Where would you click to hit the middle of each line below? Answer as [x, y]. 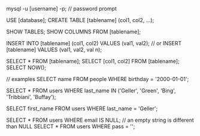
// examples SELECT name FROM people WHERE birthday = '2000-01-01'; [98, 79]
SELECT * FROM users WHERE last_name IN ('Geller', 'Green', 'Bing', [91, 91]
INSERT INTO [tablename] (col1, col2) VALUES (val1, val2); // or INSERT [94, 43]
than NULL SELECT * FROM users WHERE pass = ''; [71, 126]
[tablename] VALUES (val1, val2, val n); [54, 50]
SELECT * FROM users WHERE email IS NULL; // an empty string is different [100, 120]
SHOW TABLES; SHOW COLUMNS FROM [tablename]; [74, 32]
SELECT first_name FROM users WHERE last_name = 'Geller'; [82, 109]
